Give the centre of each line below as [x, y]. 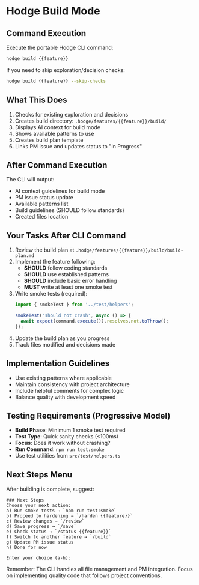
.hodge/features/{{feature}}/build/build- [129, 250]
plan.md [24, 256]
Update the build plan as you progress [62, 338]
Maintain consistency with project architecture [72, 384]
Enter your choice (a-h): [38, 558]
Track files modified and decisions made [65, 344]
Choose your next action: [38, 506]
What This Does [37, 100]
